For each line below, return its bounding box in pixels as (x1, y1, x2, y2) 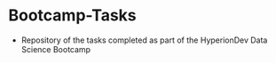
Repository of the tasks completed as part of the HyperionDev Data (20, 35, 268, 45)
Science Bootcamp (20, 43, 91, 54)
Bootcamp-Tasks (8, 5, 137, 26)
